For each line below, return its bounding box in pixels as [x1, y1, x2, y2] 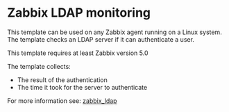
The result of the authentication [17, 75, 108, 84]
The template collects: [7, 62, 71, 70]
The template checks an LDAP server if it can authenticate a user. [7, 35, 194, 43]
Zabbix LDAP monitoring [7, 5, 151, 21]
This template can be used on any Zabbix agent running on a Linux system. [7, 28, 222, 36]
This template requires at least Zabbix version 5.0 [7, 49, 149, 57]
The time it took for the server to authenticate [17, 83, 148, 91]
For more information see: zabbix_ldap [7, 96, 117, 105]
